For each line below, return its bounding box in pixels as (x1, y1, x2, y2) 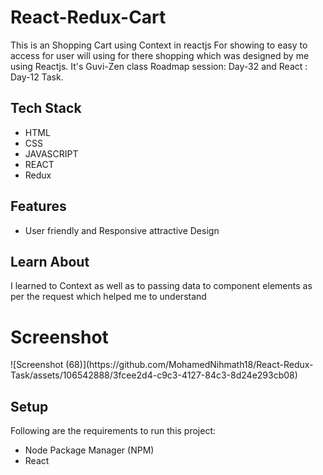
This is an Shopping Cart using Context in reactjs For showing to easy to (10, 39, 308, 51)
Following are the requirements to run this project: (10, 425, 217, 437)
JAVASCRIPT (24, 147, 79, 160)
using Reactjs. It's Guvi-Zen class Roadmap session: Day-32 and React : (10, 60, 308, 72)
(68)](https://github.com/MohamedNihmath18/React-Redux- (65, 359, 314, 371)
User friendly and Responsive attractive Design (24, 224, 220, 236)
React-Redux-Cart (10, 6, 167, 29)
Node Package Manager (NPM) (24, 444, 155, 456)
